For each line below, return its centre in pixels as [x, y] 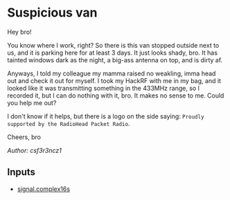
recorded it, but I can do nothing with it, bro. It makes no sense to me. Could [116, 96]
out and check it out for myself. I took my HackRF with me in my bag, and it [114, 80]
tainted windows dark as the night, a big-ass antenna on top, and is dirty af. [115, 60]
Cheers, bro [24, 137]
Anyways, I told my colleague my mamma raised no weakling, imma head [112, 73]
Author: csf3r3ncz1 [35, 150]
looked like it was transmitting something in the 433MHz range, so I [103, 88]
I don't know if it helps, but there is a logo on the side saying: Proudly [106, 116]
